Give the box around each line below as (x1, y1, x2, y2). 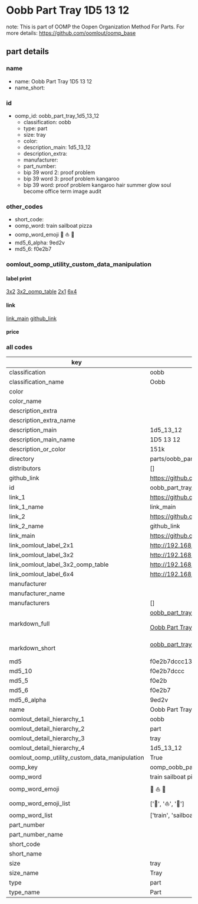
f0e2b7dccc (150, 667, 184, 675)
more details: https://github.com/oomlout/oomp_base (6, 29, 136, 36)
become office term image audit (23, 188, 101, 195)
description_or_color (9, 445, 66, 453)
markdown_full (9, 619, 50, 628)
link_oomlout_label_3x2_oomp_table (9, 560, 109, 569)
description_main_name (9, 435, 75, 444)
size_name (9, 869, 39, 877)
